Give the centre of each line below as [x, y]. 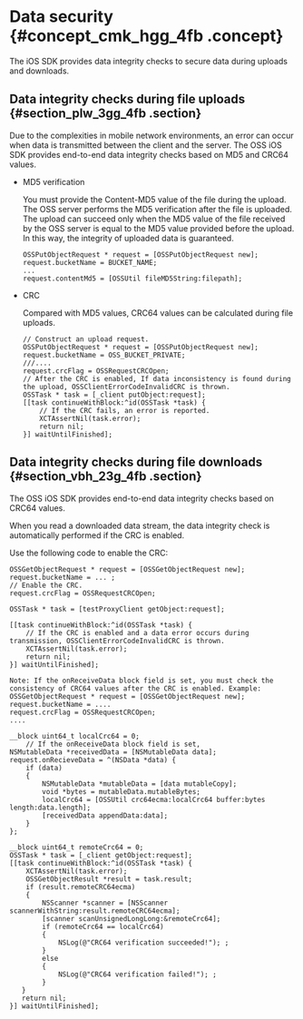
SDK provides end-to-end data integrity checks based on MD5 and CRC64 [149, 154]
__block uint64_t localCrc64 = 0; [75, 736]
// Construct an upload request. [86, 339]
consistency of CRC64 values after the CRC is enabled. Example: [135, 688]
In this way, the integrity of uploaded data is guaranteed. [128, 238]
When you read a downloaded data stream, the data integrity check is [140, 525]
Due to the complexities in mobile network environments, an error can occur [152, 135]
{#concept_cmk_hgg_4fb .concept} [147, 36]
